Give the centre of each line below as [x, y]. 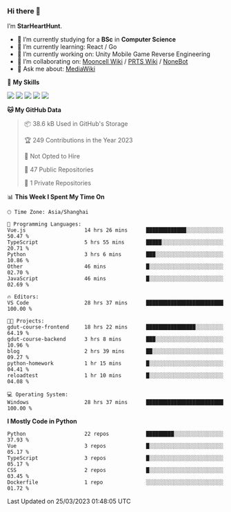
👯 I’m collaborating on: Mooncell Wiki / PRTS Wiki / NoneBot [102, 62]
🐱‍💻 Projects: [26, 321]
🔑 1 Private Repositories [58, 183]
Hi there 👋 [24, 11]
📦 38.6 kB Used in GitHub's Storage [76, 124]
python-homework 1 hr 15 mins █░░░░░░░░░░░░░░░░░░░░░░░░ [115, 364]
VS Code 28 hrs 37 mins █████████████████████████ [115, 303]
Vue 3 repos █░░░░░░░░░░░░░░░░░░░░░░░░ [115, 446]
